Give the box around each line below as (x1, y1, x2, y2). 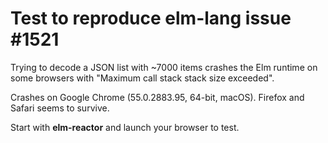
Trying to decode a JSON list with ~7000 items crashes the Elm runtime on (10, 61, 318, 73)
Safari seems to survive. (10, 102, 110, 114)
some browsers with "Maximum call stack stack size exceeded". (10, 72, 275, 84)
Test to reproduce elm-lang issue (10, 7, 292, 30)
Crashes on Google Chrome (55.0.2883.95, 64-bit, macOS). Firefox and (10, 91, 305, 103)
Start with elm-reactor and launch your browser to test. (10, 121, 240, 133)
